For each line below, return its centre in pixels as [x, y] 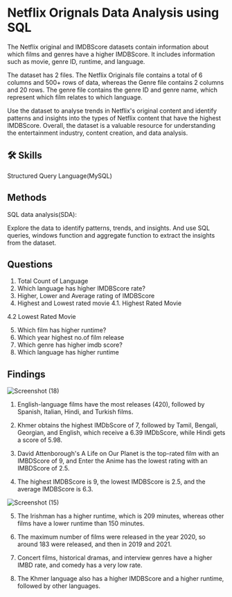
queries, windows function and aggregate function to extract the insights [111, 235]
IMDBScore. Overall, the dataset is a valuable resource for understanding [111, 125]
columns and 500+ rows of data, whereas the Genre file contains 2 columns [116, 82]
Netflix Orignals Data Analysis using [113, 13]
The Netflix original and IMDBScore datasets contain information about [108, 47]
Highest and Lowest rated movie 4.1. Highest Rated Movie [99, 303]
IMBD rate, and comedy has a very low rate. [80, 565]
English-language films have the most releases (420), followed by [111, 404]
